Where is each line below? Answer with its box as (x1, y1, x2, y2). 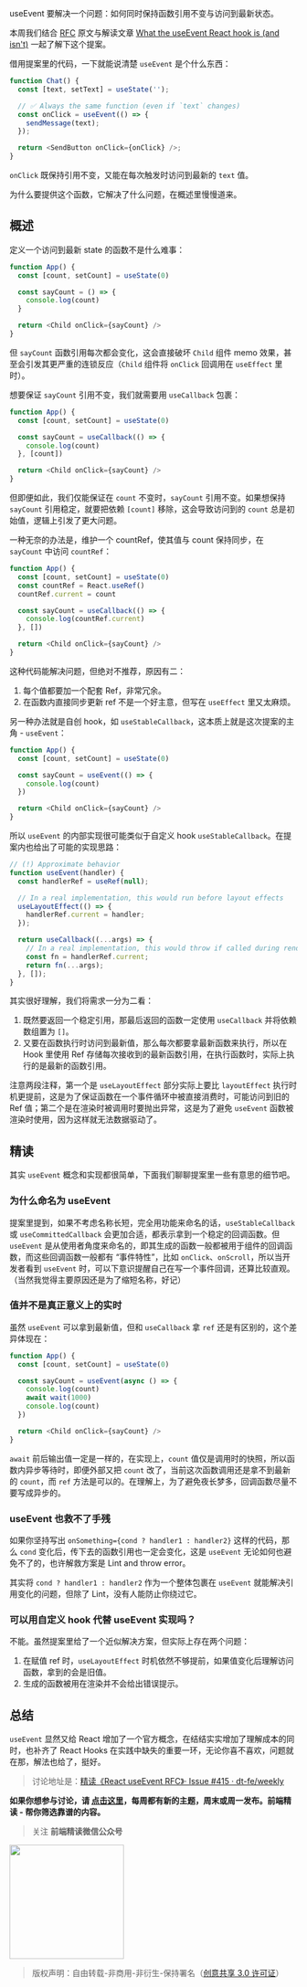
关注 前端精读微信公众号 (31, 1826, 123, 1837)
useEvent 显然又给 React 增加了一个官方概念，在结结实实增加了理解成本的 (9, 1734, 287, 1745)
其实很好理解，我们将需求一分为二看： (9, 995, 153, 1007)
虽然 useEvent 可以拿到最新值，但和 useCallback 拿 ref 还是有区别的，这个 (9, 1321, 290, 1332)
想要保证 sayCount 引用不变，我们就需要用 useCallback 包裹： (9, 389, 240, 400)
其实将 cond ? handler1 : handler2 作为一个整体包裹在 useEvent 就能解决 (9, 1577, 286, 1588)
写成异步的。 (16, 1487, 66, 1498)
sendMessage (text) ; (26, 118, 101, 128)
